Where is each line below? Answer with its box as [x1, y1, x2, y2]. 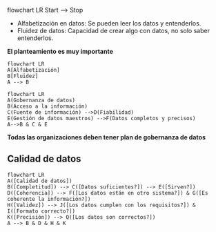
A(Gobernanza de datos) [7, 97, 76, 104]
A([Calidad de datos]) [7, 177, 72, 184]
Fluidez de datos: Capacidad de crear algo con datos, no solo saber [17, 27, 210, 35]
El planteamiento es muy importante [7, 48, 114, 55]
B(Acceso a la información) [7, 103, 88, 110]
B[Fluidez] [7, 72, 39, 79]
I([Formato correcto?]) [7, 207, 76, 215]
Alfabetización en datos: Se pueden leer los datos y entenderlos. [17, 19, 202, 27]
